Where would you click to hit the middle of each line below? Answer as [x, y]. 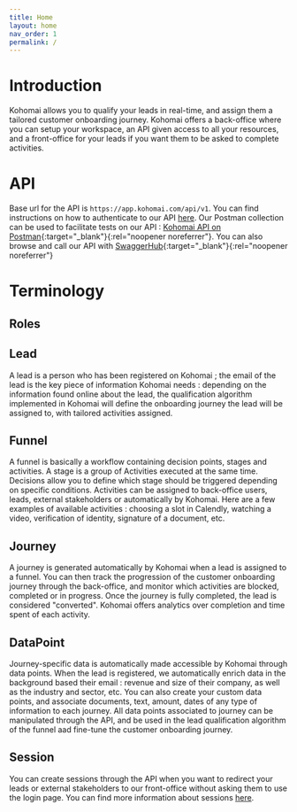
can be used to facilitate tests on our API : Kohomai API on [115, 228]
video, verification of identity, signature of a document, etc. [117, 518]
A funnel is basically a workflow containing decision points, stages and [138, 462]
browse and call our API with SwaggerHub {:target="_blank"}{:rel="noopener [148, 246]
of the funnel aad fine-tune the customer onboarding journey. [121, 729]
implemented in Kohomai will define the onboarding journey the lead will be [146, 403]
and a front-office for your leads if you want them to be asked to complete [145, 139]
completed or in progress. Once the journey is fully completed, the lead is [143, 596]
